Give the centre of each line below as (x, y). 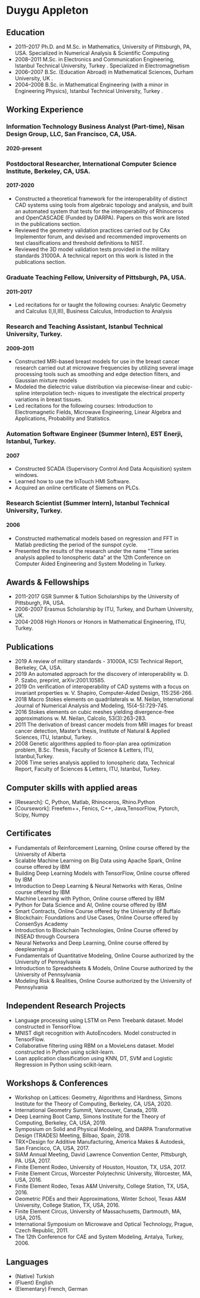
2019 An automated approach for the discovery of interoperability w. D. (102, 674)
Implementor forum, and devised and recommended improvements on (101, 237)
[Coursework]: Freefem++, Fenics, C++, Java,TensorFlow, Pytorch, (97, 808)
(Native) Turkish (35, 1277)
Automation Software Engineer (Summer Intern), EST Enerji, (94, 434)
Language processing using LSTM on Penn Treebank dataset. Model (99, 1020)
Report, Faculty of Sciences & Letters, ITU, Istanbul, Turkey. (88, 769)
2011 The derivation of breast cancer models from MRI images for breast (104, 725)
